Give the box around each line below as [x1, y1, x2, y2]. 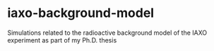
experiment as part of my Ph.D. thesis [7, 35, 117, 44]
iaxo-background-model [7, 5, 154, 21]
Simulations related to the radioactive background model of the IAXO [7, 28, 207, 37]
